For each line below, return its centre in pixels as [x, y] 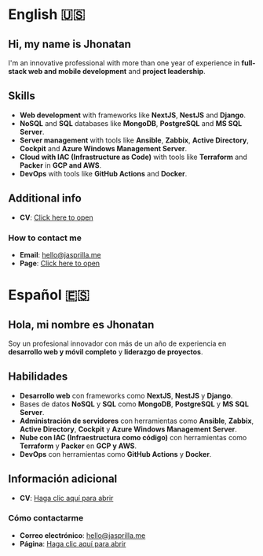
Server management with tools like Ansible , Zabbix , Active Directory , [134, 140]
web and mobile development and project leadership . [117, 71]
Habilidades [38, 377]
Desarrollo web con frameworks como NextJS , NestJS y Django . [126, 395]
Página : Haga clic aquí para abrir [73, 543]
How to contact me [45, 238]
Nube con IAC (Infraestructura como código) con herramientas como [133, 437]
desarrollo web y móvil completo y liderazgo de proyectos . [106, 351]
